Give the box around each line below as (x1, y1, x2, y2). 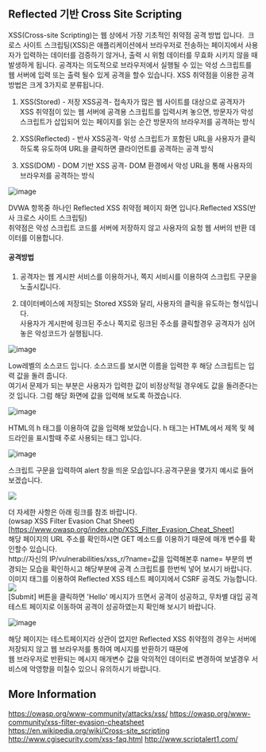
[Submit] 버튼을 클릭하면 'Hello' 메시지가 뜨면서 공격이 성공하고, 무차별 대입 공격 (8, 592, 258, 601)
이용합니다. (29, 233, 64, 242)
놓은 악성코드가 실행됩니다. (19, 329, 103, 339)
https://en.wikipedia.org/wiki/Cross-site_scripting (8, 726, 170, 735)
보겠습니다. (8, 476, 43, 485)
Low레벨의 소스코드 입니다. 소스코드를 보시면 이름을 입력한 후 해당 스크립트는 (8, 361, 247, 370)
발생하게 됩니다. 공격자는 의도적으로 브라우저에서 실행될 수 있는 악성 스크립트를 (8, 60, 253, 69)
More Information (8, 687, 97, 701)
